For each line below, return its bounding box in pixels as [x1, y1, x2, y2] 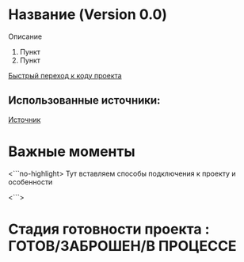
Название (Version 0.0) [8, 6, 168, 24]
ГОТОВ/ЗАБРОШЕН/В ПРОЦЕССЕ [8, 237, 237, 255]
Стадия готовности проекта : [8, 220, 210, 238]
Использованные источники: [8, 93, 161, 108]
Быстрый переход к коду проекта [8, 70, 122, 80]
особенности [8, 177, 53, 187]
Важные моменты [8, 142, 135, 160]
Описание [8, 32, 42, 41]
